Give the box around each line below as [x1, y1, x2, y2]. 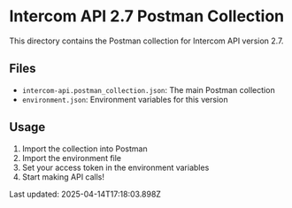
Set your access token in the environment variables [21, 162, 210, 173]
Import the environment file [21, 152, 122, 163]
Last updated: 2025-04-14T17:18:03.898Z [9, 189, 162, 199]
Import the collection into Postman [21, 143, 148, 154]
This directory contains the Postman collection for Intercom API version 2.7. [9, 35, 284, 46]
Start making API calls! [21, 171, 104, 182]
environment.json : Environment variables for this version [21, 94, 228, 104]
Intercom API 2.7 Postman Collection [9, 6, 285, 27]
